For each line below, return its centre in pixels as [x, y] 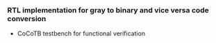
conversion [27, 18]
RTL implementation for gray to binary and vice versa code [108, 10]
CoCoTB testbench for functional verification [81, 33]
